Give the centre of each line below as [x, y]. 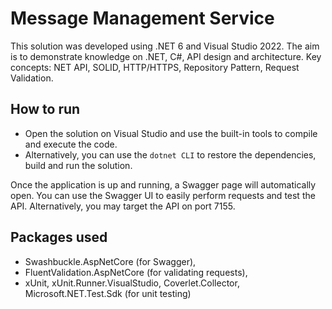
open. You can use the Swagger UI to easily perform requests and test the [163, 195]
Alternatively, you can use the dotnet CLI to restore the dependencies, [170, 154]
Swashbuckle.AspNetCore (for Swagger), [110, 261]
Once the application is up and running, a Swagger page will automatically [163, 184]
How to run [45, 109]
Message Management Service [142, 18]
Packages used [59, 237]
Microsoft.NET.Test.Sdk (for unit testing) [108, 293]
